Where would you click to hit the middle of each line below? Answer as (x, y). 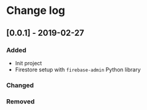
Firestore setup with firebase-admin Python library (78, 70)
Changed (20, 85)
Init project (28, 63)
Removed (21, 102)
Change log (36, 11)
